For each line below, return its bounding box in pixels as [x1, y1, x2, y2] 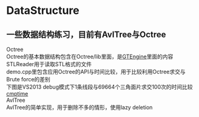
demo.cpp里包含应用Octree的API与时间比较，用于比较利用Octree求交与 [6, 68, 186, 75]
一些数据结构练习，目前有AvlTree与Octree [6, 29, 166, 39]
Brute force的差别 [6, 76, 50, 82]
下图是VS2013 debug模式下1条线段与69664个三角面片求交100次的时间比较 [6, 83, 193, 90]
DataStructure [6, 4, 80, 18]
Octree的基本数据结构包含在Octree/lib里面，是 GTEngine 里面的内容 [6, 53, 174, 60]
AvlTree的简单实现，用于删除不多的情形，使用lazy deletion [6, 104, 153, 111]
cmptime [6, 90, 29, 97]
